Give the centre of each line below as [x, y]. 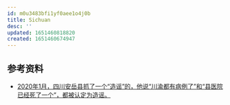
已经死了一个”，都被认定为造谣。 [64, 95]
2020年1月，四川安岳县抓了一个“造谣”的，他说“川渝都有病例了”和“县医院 [120, 86]
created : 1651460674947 [41, 39]
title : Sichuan [29, 20]
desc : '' [20, 26]
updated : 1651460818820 [41, 33]
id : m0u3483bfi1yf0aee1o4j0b [49, 13]
